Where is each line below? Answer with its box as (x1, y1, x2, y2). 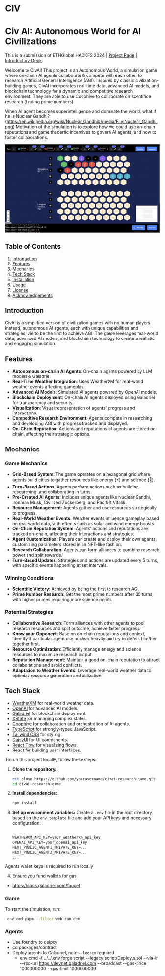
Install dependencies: (12, 790, 58, 796)
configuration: (12, 820, 41, 826)
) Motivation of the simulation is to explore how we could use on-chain (13, 124, 156, 130)
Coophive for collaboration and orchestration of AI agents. (12, 721, 130, 727)
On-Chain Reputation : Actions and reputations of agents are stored (12, 425, 150, 432)
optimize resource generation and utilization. (12, 672, 103, 678)
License (12, 287, 28, 293)
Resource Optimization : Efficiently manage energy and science (12, 646, 141, 652)
